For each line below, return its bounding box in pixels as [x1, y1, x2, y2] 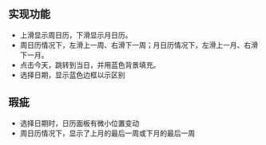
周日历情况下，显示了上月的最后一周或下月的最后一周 [19, 128, 196, 138]
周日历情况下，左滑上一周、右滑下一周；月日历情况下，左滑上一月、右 [19, 40, 252, 49]
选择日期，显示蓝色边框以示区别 [19, 70, 125, 80]
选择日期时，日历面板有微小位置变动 [19, 118, 140, 127]
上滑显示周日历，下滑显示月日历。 [19, 30, 133, 40]
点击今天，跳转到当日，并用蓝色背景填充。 [19, 60, 161, 69]
